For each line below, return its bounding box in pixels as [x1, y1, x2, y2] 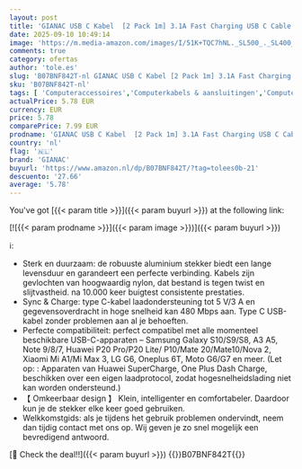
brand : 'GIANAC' [9, 155, 70, 164]
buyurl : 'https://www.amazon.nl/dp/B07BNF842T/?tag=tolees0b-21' [9, 164, 259, 173]
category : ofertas [9, 55, 78, 64]
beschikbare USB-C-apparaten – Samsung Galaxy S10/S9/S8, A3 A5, [22, 334, 279, 346]
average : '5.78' [9, 181, 70, 190]
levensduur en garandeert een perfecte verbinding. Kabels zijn [22, 268, 254, 279]
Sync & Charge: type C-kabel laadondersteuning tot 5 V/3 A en [22, 296, 255, 307]
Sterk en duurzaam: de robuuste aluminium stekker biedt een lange [22, 258, 272, 270]
